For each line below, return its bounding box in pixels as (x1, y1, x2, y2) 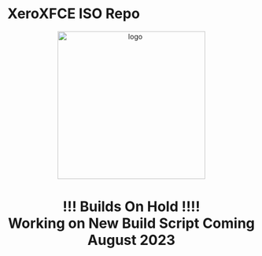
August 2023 (87, 232, 176, 249)
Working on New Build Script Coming (8, 214, 255, 232)
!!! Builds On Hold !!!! (62, 198, 201, 216)
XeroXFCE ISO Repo (7, 5, 141, 23)
